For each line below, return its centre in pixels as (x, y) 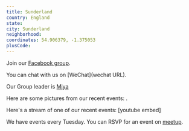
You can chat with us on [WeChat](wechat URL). (66, 75)
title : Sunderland (29, 12)
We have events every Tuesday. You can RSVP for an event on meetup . (95, 121)
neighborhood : (24, 35)
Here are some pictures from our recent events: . (67, 98)
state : (14, 23)
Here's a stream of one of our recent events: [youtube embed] (84, 110)
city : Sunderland (28, 29)
